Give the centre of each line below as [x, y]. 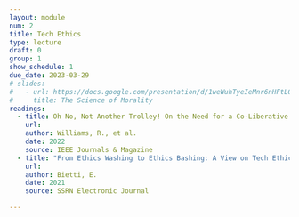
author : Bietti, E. [61, 174]
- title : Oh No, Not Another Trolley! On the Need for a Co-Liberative [153, 117]
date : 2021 [45, 183]
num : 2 [21, 26]
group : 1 [25, 59]
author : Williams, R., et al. [81, 133]
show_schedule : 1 [41, 68]
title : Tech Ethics [45, 34]
